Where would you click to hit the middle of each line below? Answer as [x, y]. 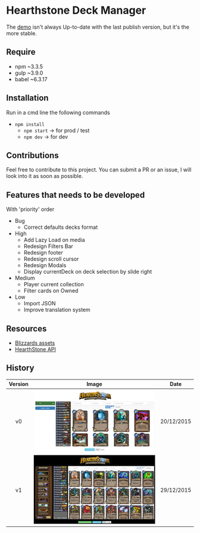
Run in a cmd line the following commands [58, 112]
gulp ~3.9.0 [29, 73]
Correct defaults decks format [61, 227]
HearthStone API [35, 349]
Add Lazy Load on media [54, 240]
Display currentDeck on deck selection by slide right [88, 272]
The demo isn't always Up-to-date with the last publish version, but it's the [98, 27]
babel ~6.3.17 [31, 79]
